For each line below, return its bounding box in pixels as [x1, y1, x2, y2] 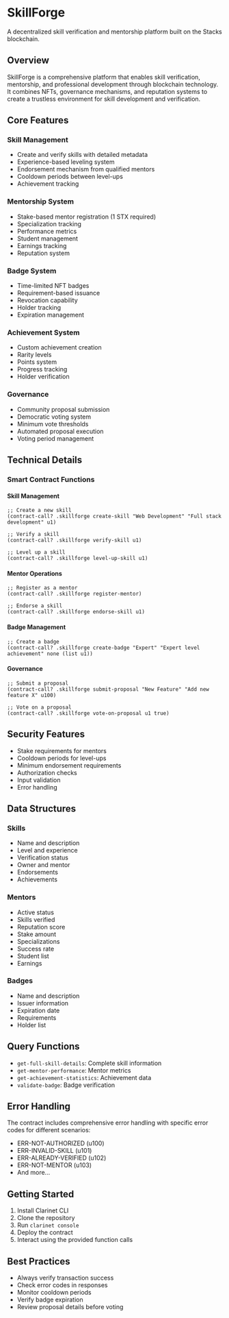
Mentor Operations [7, 569, 63, 577]
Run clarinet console [16, 1221, 79, 1230]
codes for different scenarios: [7, 1126, 91, 1134]
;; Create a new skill [7, 507, 72, 514]
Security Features [7, 729, 85, 740]
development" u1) [7, 519, 57, 526]
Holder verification [16, 372, 70, 381]
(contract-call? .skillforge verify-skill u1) [7, 537, 142, 544]
